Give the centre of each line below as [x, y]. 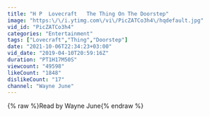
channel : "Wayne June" [41, 86]
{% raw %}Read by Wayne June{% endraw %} [76, 106]
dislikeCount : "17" [36, 79]
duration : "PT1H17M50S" [42, 60]
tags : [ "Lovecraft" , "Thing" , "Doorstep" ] [68, 40]
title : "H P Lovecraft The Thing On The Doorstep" [88, 14]
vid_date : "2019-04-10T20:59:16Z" [58, 54]
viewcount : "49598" [36, 66]
